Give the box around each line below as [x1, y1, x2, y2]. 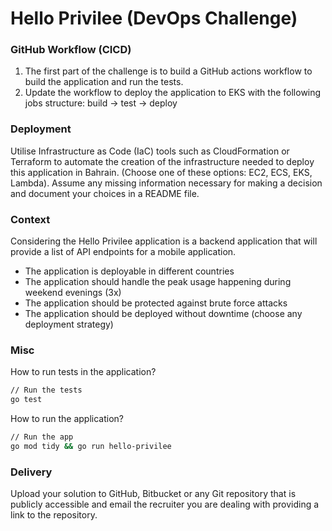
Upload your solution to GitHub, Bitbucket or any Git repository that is [10, 488, 297, 500]
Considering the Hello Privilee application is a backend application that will [10, 235, 318, 247]
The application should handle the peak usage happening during [24, 276, 292, 288]
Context [10, 212, 51, 226]
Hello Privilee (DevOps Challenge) [10, 7, 298, 30]
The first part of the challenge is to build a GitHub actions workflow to [24, 65, 313, 77]
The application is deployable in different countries [24, 265, 235, 277]
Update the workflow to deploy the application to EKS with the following [24, 87, 322, 99]
